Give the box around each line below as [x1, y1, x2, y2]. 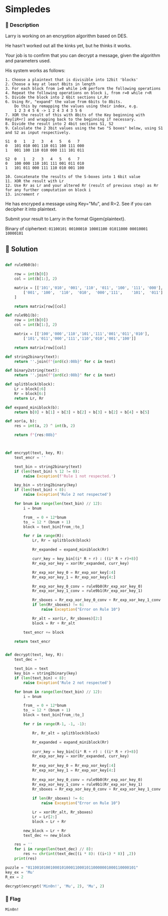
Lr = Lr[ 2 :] [32, 814, 57, 819]
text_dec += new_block [23, 833, 71, 838]
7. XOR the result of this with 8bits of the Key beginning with [5, 112, 145, 118]
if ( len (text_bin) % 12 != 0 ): [14, 469, 80, 474]
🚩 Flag [5, 895, 21, 902]
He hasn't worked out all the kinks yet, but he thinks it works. [5, 43, 132, 49]
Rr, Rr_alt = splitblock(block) [32, 731, 100, 736]
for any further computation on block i [5, 187, 92, 192]
